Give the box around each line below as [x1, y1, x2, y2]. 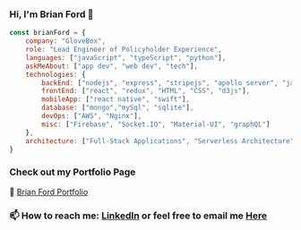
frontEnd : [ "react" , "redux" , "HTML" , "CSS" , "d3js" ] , [41, 87, 251, 96]
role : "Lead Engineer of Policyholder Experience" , [25, 45, 222, 55]
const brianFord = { [9, 29, 87, 38]
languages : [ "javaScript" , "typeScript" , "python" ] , [25, 53, 227, 62]
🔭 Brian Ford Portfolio [9, 186, 89, 197]
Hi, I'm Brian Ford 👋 [9, 8, 94, 21]
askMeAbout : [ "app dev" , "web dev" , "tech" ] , [25, 62, 199, 71]
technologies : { [25, 70, 87, 79]
